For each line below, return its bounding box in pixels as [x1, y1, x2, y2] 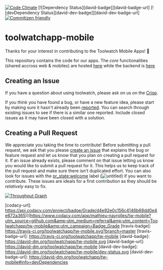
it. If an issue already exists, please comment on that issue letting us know [5, 157, 154, 163]
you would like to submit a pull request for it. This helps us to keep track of [5, 162, 155, 168]
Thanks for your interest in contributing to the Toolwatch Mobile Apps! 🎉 [5, 48, 150, 54]
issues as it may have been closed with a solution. [5, 115, 106, 120]
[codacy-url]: [5, 202, 32, 208]
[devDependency [5, 10, 40, 16]
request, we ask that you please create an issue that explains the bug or [5, 147, 149, 153]
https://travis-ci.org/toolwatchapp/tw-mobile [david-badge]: [29, 233, 150, 239]
